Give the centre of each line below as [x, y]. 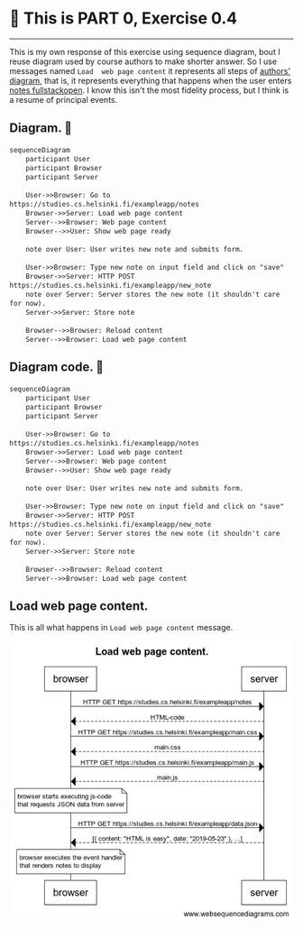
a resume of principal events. [64, 99]
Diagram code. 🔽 [57, 368]
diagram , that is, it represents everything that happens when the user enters [151, 80]
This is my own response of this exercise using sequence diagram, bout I [145, 51]
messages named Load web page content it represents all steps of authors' [150, 70]
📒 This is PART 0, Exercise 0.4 [124, 18]
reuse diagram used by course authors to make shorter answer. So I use [143, 61]
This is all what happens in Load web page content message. [121, 628]
